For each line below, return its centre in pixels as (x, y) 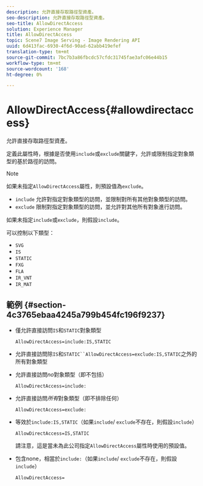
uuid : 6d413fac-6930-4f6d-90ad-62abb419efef (64, 46)
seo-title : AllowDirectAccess (45, 23)
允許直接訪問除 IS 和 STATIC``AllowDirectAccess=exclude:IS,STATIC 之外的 (106, 354)
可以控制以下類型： (30, 233)
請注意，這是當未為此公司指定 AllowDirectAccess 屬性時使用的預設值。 (102, 446)
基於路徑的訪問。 (38, 161)
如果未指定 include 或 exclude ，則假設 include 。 (65, 220)
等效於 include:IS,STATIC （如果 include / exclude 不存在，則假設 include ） (106, 422)
